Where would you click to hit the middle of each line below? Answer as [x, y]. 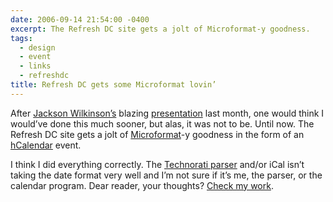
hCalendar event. [46, 145]
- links [35, 66]
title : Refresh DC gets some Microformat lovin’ [113, 85]
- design [37, 47]
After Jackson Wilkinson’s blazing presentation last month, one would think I [167, 113]
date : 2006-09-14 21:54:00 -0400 [80, 19]
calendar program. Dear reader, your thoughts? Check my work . [142, 185]
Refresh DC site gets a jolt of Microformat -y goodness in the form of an [157, 134]
